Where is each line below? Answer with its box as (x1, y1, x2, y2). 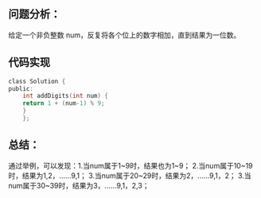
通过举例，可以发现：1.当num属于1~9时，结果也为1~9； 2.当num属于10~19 (8, 161, 253, 170)
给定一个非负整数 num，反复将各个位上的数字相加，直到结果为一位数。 (8, 30, 241, 40)
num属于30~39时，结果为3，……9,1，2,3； (8, 181, 150, 190)
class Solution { (8, 77, 66, 85)
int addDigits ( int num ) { (22, 92, 109, 100)
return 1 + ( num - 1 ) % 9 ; (22, 99, 105, 107)
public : (8, 84, 34, 93)
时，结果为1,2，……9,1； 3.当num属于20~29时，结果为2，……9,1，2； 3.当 (8, 170, 252, 181)
